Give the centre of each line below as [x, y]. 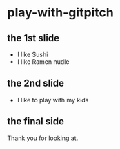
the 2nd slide [36, 83]
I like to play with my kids [53, 100]
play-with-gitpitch [60, 13]
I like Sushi [32, 54]
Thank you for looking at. [43, 138]
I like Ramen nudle [43, 62]
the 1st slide [33, 38]
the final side [36, 122]
